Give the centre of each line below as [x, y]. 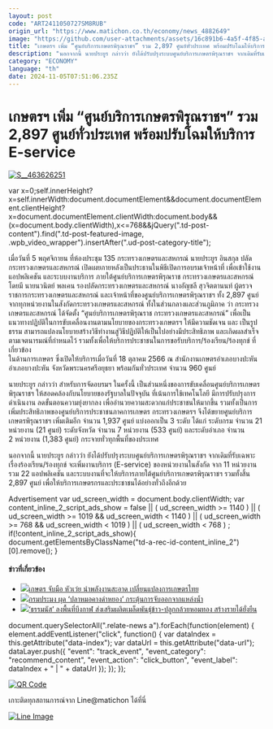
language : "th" [34, 69]
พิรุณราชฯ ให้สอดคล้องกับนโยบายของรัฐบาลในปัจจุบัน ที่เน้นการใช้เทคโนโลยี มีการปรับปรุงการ [132, 393]
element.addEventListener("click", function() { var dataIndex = [113, 634]
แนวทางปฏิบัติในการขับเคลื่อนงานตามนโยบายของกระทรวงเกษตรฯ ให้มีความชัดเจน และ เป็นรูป [133, 322]
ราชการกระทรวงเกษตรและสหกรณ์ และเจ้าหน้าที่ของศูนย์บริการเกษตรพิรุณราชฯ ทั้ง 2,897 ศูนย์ [134, 294]
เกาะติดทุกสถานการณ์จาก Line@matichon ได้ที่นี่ [77, 700]
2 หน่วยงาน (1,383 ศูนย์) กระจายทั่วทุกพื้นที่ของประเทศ [84, 439]
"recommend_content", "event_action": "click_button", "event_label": [123, 660]
